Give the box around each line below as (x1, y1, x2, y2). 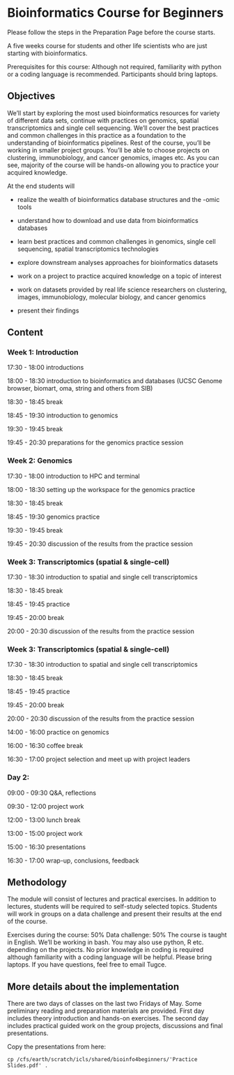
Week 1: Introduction (7, 347, 79, 357)
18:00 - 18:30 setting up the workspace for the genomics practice (7, 485, 196, 493)
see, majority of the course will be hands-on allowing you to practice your (7, 161, 219, 169)
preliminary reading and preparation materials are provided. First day (7, 1007, 205, 1015)
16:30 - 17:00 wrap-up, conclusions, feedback (7, 856, 139, 865)
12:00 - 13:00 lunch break (7, 816, 81, 824)
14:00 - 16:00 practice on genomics (7, 728, 109, 737)
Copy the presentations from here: (7, 1043, 107, 1051)
